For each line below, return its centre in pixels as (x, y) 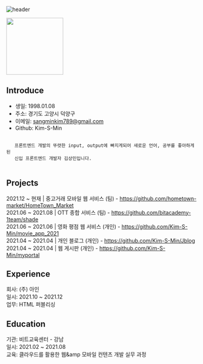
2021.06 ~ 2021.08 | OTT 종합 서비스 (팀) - (58, 212)
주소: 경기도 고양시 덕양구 (45, 113)
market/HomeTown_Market (40, 205)
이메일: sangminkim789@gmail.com (59, 121)
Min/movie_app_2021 (33, 233)
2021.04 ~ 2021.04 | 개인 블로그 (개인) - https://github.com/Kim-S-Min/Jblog (101, 240)
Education (26, 324)
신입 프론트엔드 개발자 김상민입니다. (53, 158)
